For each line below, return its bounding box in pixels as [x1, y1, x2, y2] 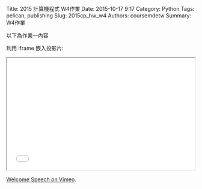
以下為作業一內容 [6, 32, 49, 39]
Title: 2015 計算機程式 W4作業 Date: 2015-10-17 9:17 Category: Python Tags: [6, 5, 195, 12]
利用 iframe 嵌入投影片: [6, 44, 64, 52]
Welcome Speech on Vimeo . [6, 176, 77, 183]
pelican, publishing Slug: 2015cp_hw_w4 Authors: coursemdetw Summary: [6, 12, 191, 19]
